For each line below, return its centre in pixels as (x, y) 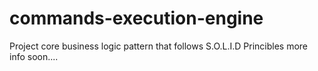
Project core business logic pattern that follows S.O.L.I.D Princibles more (159, 46)
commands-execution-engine (136, 18)
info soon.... (34, 56)
